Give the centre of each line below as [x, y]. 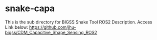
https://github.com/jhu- [53, 27]
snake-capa [30, 9]
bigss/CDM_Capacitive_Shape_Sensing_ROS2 [51, 32]
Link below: [17, 27]
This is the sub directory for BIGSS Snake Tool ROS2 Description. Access [79, 22]
